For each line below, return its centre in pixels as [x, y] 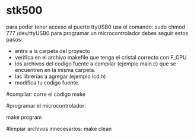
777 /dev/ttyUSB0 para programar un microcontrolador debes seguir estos [97, 33]
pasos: [14, 39]
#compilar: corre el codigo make [46, 94]
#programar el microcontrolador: [46, 105]
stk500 [24, 10]
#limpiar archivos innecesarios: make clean [59, 128]
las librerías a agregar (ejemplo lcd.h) [60, 76]
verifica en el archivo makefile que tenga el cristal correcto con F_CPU [101, 57]
